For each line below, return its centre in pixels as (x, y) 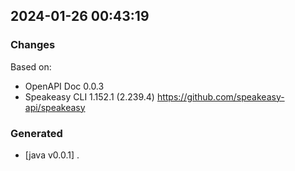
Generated (36, 133)
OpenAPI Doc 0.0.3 (64, 86)
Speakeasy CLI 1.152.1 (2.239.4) (89, 96)
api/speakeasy (55, 107)
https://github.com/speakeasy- (220, 96)
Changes (33, 45)
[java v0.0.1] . (52, 155)
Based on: (31, 66)
